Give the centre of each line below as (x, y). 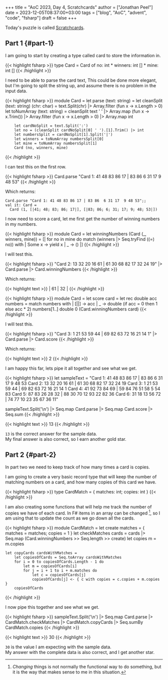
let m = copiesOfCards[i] (50, 566)
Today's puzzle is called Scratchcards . (45, 28)
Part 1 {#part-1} (29, 43)
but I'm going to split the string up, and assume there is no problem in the (81, 85)
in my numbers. (21, 224)
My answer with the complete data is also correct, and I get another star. (80, 652)
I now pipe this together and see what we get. (52, 607)
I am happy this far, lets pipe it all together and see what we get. (71, 368)
